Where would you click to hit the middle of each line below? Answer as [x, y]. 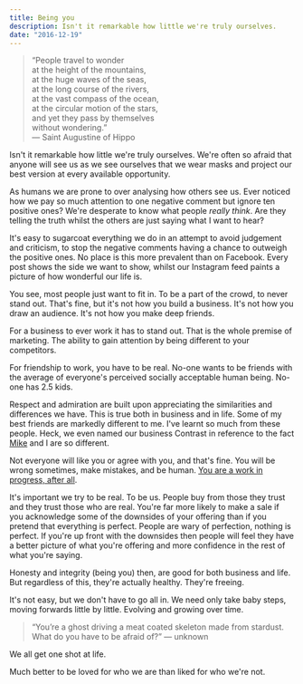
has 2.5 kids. [49, 387]
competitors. [33, 351]
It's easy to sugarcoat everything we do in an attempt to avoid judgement [146, 238]
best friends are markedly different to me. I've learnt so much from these [145, 424]
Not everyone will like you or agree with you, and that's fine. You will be [142, 461]
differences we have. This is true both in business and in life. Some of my [146, 414]
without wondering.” [69, 128]
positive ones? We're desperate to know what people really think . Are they [148, 211]
